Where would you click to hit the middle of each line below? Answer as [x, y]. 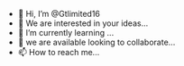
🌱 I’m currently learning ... [66, 33]
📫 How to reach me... [59, 52]
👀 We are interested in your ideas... [83, 23]
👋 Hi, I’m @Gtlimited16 [59, 14]
